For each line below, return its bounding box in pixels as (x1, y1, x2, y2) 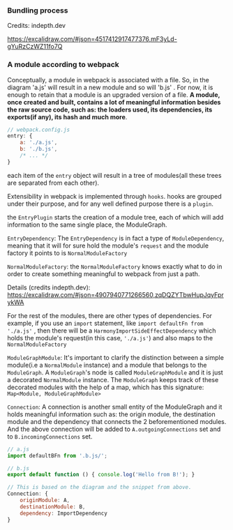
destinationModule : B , (20, 503, 86, 510)
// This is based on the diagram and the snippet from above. (7, 484, 192, 491)
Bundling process (7, 6, 68, 15)
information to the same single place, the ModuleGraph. (7, 220, 167, 229)
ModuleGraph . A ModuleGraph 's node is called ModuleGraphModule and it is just (7, 368, 223, 377)
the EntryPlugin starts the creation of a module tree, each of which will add (7, 213, 224, 221)
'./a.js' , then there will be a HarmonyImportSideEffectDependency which (7, 326, 216, 335)
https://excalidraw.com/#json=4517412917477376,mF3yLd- (7, 35, 178, 43)
